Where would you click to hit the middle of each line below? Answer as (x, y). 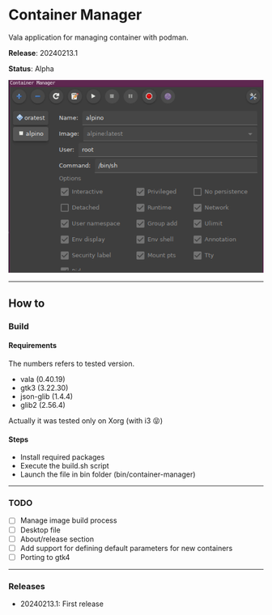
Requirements (33, 346)
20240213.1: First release (62, 604)
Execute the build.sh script (64, 466)
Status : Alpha (31, 68)
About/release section (57, 539)
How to (27, 303)
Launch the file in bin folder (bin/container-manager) (108, 474)
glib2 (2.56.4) (43, 405)
